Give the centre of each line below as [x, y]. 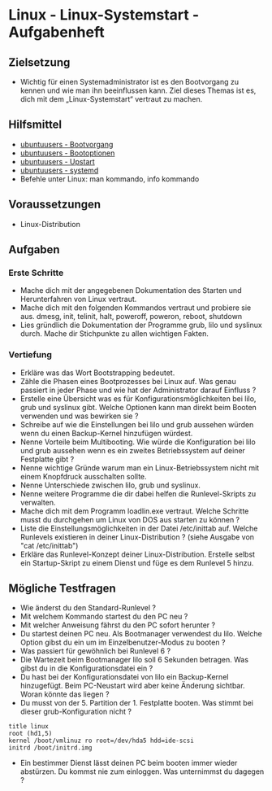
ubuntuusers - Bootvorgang [67, 144]
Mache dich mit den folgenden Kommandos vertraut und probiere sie [136, 308]
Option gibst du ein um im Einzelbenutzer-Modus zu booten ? [123, 642]
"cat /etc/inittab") [49, 545]
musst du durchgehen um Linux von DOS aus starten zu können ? [130, 519]
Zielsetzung [39, 62]
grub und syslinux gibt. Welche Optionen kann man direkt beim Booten [138, 407]
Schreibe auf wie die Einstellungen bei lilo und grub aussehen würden [137, 424]
